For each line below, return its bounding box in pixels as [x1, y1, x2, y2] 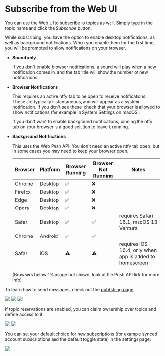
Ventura [119, 225, 137, 232]
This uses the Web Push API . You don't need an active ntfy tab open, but [12, 143, 160, 148]
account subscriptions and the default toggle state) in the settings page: [5, 336, 151, 342]
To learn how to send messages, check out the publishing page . [5, 286, 135, 292]
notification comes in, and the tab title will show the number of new [12, 69, 148, 75]
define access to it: [5, 311, 44, 317]
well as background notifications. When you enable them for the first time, [5, 39, 155, 45]
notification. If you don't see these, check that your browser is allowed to [12, 104, 160, 110]
